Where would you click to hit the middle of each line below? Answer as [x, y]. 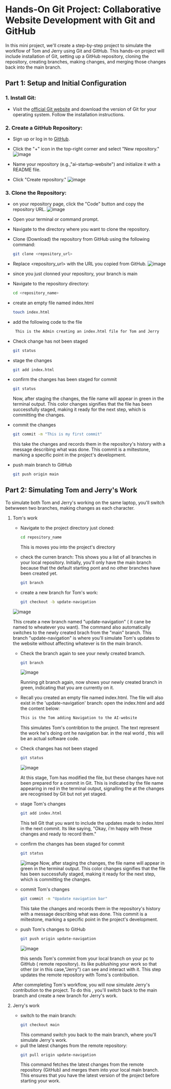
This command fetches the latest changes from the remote [82, 1064]
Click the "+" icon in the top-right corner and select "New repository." [86, 149]
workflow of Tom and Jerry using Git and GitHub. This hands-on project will [85, 51]
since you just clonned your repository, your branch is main [75, 274]
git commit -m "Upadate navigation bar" [64, 898]
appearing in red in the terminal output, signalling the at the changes [92, 789]
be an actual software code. [50, 739]
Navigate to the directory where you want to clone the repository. [81, 229]
